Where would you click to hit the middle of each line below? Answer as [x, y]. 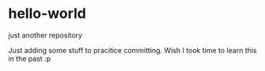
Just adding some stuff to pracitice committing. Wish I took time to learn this [132, 50]
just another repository [45, 35]
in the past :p [30, 59]
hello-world [47, 14]
